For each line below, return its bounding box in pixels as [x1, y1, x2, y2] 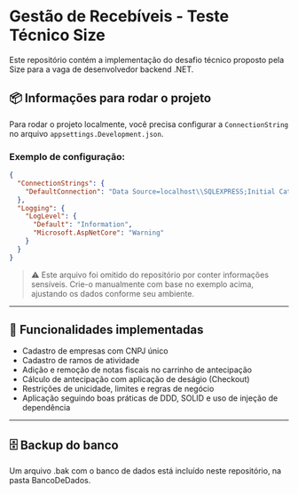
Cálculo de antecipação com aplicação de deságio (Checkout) [21, 374, 250, 385]
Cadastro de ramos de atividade [21, 355, 140, 366]
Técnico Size [9, 25, 106, 45]
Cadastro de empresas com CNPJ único [21, 346, 169, 356]
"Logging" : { [17, 203, 66, 212]
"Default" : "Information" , [32, 220, 133, 229]
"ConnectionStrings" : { [17, 179, 105, 187]
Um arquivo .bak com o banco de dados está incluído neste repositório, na [9, 466, 282, 476]
